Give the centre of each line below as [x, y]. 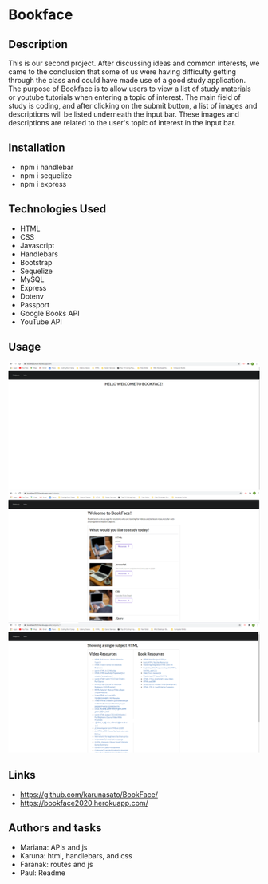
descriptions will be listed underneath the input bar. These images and [124, 114]
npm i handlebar [47, 167]
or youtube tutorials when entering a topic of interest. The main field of [125, 97]
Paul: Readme [43, 873]
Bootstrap [36, 262]
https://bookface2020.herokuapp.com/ [84, 803]
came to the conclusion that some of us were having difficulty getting [122, 72]
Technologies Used [57, 209]
